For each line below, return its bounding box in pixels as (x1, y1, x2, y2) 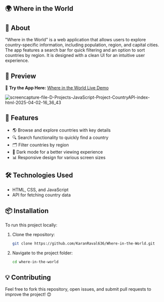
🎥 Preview (5, 72, 36, 80)
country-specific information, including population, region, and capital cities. (5, 42, 159, 48)
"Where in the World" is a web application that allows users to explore (5, 37, 146, 43)
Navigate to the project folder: (12, 250, 73, 256)
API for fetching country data (12, 192, 71, 198)
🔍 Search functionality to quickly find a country (12, 135, 109, 140)
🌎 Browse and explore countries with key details (12, 127, 111, 133)
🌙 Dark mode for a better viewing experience (12, 149, 103, 155)
